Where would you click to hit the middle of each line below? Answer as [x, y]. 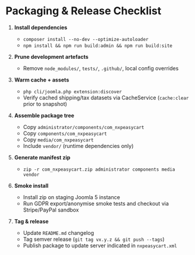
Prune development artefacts [51, 56]
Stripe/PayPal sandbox [51, 210]
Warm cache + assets [42, 80]
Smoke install [31, 185]
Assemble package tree [44, 115]
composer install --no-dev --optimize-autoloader [86, 39]
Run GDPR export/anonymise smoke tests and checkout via [96, 203]
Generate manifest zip [42, 157]
